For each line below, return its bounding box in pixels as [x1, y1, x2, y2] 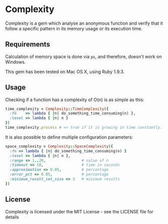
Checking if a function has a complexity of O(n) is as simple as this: [5, 97, 144, 103]
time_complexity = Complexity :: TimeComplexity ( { [5, 106, 109, 111]
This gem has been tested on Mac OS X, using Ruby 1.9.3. [5, 68, 125, 74]
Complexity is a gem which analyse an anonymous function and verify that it [5, 20, 163, 26]
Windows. [5, 59, 26, 65]
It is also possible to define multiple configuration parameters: [5, 134, 133, 140]
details [5, 214, 19, 220]
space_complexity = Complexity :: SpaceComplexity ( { [5, 143, 113, 149]
